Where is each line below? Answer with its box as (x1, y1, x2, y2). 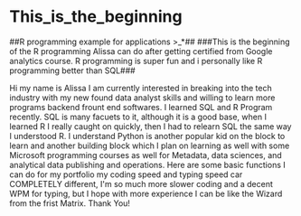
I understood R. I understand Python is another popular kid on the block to (9, 130, 286, 141)
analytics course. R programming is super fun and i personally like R (9, 55, 263, 66)
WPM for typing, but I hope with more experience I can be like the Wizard (9, 188, 283, 199)
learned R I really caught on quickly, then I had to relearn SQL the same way (9, 120, 292, 132)
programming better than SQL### (9, 65, 136, 76)
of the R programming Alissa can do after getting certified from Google (9, 45, 273, 56)
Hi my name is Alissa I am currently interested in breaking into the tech (9, 82, 273, 93)
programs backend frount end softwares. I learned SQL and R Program (9, 101, 273, 112)
